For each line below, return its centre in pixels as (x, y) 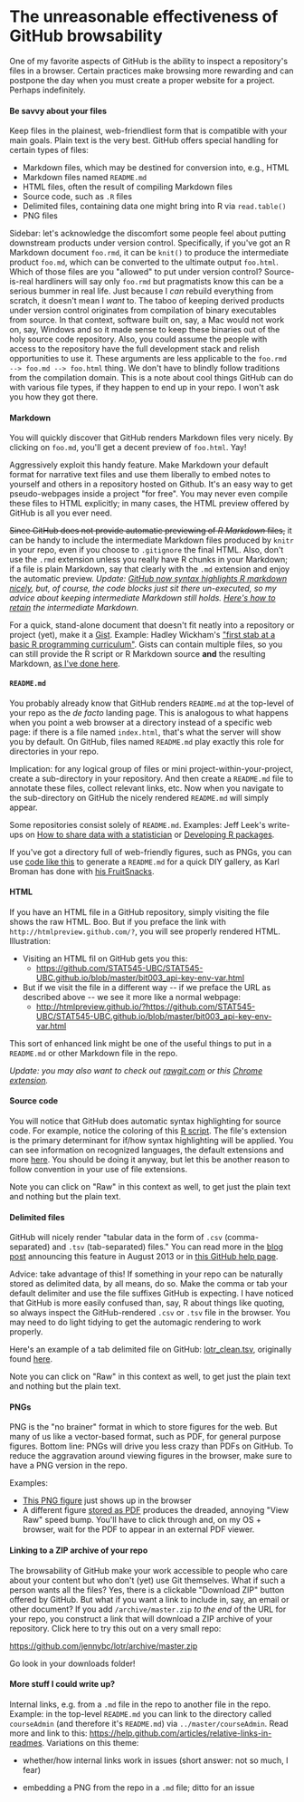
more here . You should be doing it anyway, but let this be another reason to (150, 1159)
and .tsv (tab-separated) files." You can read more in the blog (167, 1247)
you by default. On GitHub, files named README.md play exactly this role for (147, 741)
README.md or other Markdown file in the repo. (94, 1053)
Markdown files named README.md (85, 178)
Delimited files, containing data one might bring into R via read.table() (154, 207)
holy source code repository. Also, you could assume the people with (138, 339)
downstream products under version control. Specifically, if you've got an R (150, 243)
